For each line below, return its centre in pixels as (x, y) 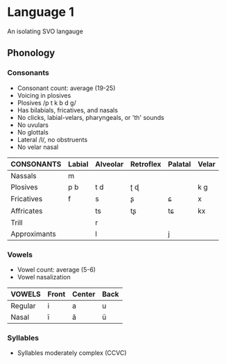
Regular (23, 306)
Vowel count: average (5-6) (56, 269)
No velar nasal (38, 147)
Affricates (27, 211)
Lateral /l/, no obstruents (52, 139)
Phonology (31, 53)
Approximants (34, 234)
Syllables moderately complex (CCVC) (72, 353)
